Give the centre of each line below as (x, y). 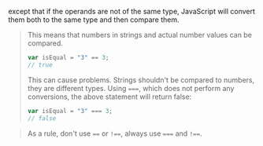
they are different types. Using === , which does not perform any (131, 88)
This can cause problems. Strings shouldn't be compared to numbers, (141, 80)
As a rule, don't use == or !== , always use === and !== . (115, 133)
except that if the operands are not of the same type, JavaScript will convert (132, 11)
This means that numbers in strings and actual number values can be (139, 35)
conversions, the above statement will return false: (109, 97)
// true (40, 65)
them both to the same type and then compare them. (94, 20)
